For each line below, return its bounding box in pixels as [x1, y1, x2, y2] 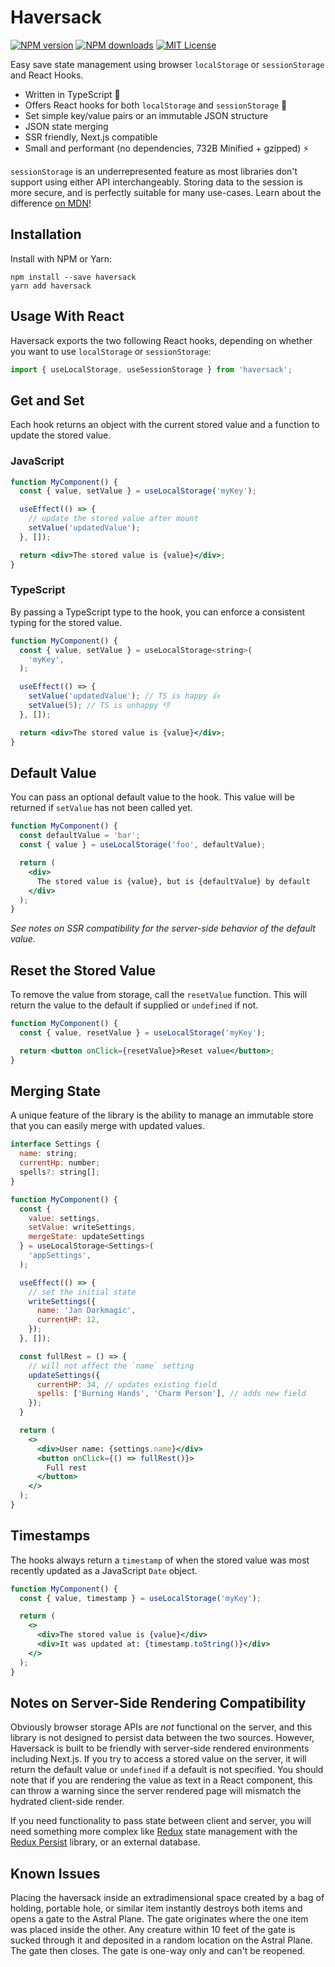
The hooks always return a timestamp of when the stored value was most [10, 1554, 310, 1566]
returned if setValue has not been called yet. [10, 802, 193, 814]
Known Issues [10, 1865, 101, 1882]
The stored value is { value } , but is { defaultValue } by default [36, 876, 311, 886]
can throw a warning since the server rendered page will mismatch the [10, 1785, 302, 1797]
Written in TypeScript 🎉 [24, 88, 121, 100]
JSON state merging [24, 120, 109, 132]
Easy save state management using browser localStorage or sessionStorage [10, 58, 325, 70]
